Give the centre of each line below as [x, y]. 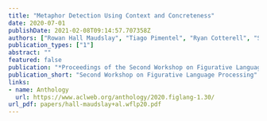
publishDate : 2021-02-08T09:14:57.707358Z [79, 30]
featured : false [35, 60]
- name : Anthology [39, 90]
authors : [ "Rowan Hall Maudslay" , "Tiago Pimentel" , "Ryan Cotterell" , [129, 38]
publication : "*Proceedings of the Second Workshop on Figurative [120, 68]
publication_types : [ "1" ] [51, 45]
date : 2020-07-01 [37, 23]
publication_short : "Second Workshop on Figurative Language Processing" [133, 75]
